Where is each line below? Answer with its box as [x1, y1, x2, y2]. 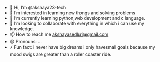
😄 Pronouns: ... [9, 39, 42, 44]
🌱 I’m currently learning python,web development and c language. [9, 15, 146, 21]
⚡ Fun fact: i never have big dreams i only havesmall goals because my [9, 44, 155, 50]
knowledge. [9, 26, 34, 32]
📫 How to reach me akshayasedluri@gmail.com [9, 31, 109, 37]
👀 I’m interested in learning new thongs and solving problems [9, 10, 136, 16]
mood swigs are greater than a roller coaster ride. [9, 51, 112, 57]
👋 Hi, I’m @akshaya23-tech [9, 5, 66, 10]
